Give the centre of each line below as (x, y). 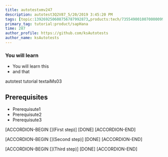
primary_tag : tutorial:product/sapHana (47, 24)
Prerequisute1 (26, 109)
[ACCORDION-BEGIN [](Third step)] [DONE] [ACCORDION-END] (71, 149)
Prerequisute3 (27, 120)
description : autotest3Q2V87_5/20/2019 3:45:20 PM (59, 15)
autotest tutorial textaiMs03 (33, 81)
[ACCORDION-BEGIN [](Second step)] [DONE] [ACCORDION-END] (74, 139)
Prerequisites (26, 97)
